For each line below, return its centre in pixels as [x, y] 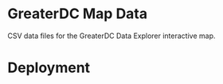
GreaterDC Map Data [78, 14]
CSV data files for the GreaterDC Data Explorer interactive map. [111, 36]
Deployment [49, 68]
